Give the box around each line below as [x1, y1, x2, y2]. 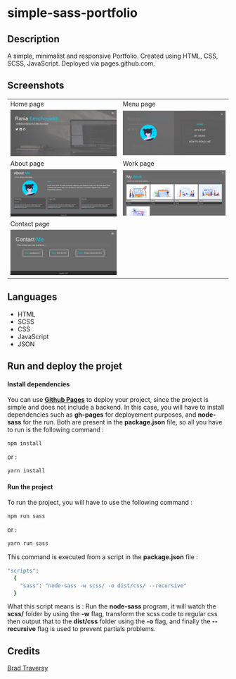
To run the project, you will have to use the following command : [7, 498, 193, 507]
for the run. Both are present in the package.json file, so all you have [22, 418, 223, 427]
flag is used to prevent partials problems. [37, 625, 156, 633]
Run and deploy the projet [7, 360, 123, 372]
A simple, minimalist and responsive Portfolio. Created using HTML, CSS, [7, 51, 218, 60]
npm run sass [7, 513, 46, 520]
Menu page [122, 99, 156, 108]
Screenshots [7, 80, 65, 92]
